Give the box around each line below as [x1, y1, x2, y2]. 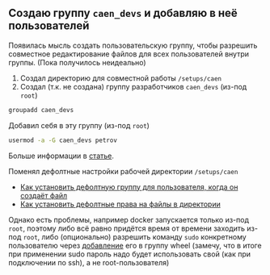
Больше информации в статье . [8, 151, 115, 160]
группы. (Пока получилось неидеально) [8, 57, 147, 67]
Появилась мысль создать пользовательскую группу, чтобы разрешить [8, 40, 258, 50]
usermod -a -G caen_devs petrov [8, 136, 117, 144]
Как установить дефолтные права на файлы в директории [19, 199, 221, 209]
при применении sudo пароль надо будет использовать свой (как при [8, 249, 251, 259]
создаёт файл [19, 190, 68, 200]
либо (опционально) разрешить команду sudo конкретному [41, 231, 247, 241]
